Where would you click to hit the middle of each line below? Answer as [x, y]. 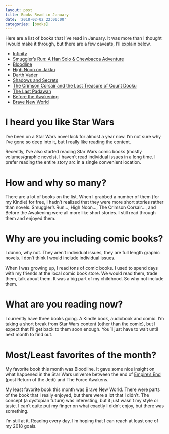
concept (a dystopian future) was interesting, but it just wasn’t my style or [82, 400]
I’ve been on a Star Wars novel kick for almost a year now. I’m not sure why [83, 137]
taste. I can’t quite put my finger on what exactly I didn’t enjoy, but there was [85, 406]
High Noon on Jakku [34, 70]
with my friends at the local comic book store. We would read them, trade [81, 273]
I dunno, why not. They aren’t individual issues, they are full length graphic [83, 253]
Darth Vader [25, 75]
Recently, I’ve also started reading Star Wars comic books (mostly [74, 152]
